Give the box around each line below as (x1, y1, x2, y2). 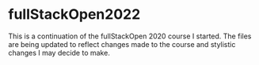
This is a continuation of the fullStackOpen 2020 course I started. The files (8, 31, 252, 41)
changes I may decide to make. (8, 48, 111, 57)
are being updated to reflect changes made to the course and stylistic (8, 39, 236, 49)
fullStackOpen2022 (8, 5, 141, 23)
